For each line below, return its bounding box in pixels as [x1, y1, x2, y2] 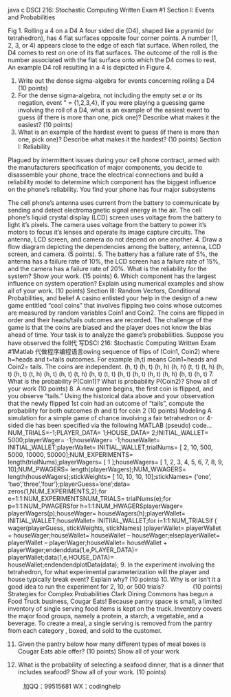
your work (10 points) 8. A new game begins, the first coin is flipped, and [8, 384, 214, 393]
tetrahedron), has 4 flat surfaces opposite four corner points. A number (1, [8, 34, 219, 42]
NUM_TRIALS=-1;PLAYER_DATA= [8, 429, 102, 437]
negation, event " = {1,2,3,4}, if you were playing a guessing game [17, 99, 206, 106]
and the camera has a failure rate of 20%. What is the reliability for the [8, 265, 207, 273]
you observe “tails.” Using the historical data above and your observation [8, 392, 215, 400]
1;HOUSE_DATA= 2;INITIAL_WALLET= [102, 429, 209, 437]
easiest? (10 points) [17, 121, 74, 128]
